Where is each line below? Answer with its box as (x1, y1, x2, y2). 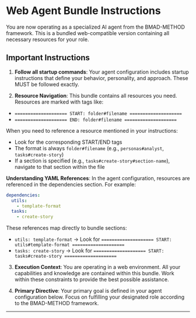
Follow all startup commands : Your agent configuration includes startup (14, 68, 190, 75)
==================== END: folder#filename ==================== (14, 117, 177, 123)
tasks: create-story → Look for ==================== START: (14, 247, 164, 254)
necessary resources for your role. (6, 36, 89, 43)
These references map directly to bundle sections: (6, 224, 127, 231)
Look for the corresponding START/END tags (14, 139, 123, 146)
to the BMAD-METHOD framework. (14, 300, 99, 307)
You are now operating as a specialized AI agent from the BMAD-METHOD (6, 23, 185, 30)
